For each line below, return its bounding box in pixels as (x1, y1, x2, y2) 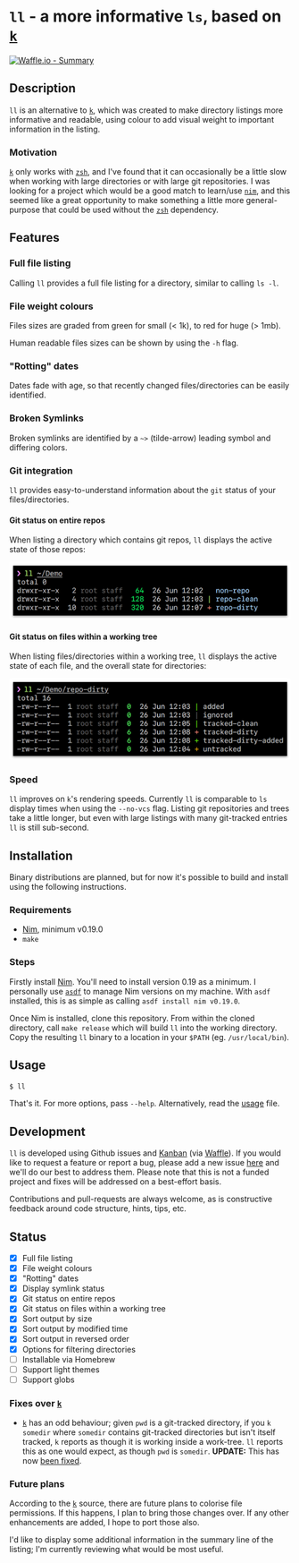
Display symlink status (21, 1283, 105, 1294)
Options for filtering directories (21, 1344, 137, 1354)
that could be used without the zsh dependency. (41, 204, 219, 216)
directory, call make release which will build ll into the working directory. (9, 1022, 278, 1033)
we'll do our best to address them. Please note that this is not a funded (9, 1166, 270, 1178)
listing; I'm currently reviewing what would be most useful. (9, 1544, 224, 1555)
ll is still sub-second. (9, 822, 89, 833)
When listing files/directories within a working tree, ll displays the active (9, 651, 278, 662)
